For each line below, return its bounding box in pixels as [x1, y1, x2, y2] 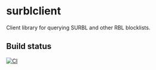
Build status [6, 41, 52, 51]
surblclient [6, 4, 62, 18]
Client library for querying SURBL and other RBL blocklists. [6, 24, 151, 31]
